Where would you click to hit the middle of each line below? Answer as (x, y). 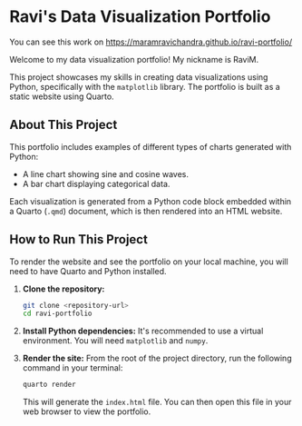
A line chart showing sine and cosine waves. (105, 173)
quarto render (49, 385)
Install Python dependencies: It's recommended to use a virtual (143, 331)
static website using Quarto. (62, 96)
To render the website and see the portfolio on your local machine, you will (149, 262)
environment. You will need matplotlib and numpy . (115, 341)
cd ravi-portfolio (57, 314)
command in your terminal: (73, 368)
